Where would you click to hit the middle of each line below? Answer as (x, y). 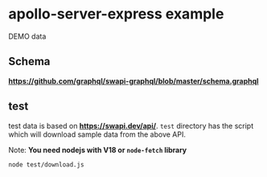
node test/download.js (46, 165)
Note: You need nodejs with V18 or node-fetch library (98, 150)
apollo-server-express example (116, 14)
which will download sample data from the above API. (97, 134)
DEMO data (27, 36)
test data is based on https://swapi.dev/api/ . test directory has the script (131, 126)
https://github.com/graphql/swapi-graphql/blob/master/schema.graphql (133, 80)
